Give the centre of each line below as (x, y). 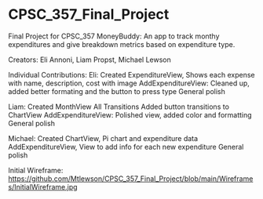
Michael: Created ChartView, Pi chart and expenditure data (103, 138)
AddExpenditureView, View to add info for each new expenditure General (126, 147)
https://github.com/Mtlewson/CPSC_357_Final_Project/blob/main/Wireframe (131, 179)
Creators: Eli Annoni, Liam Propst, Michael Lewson (89, 60)
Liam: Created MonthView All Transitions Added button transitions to (119, 107)
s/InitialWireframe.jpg (43, 186)
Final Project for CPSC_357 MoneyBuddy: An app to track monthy (114, 36)
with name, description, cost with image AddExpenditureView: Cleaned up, (129, 83)
